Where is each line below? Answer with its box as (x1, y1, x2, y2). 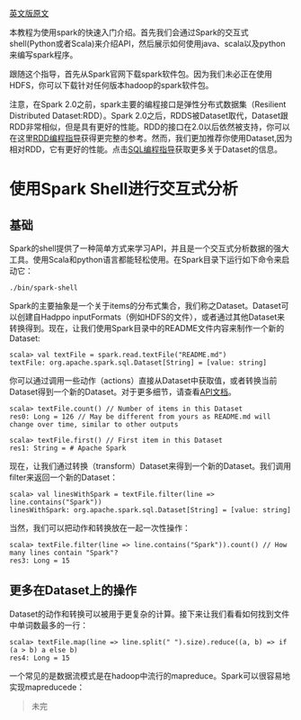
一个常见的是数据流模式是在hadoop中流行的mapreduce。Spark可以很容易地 (9, 670, 290, 681)
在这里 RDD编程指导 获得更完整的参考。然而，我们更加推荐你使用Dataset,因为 (9, 133, 293, 143)
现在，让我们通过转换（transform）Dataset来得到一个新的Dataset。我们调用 (9, 461, 292, 471)
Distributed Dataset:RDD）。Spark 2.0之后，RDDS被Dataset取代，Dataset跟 (9, 111, 289, 121)
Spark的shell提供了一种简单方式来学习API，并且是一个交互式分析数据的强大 (9, 243, 289, 254)
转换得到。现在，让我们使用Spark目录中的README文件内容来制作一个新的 (9, 323, 285, 333)
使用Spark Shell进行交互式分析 (9, 179, 238, 200)
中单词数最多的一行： (9, 619, 88, 630)
